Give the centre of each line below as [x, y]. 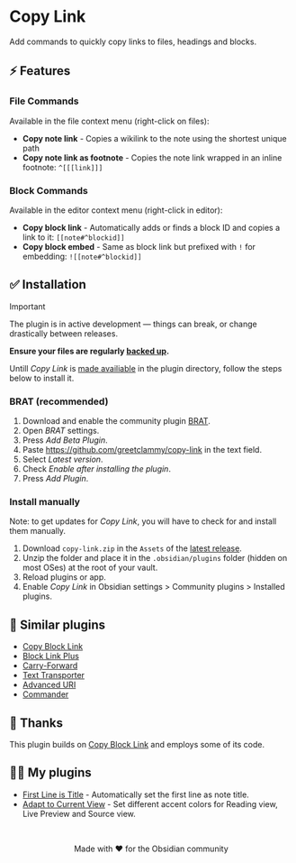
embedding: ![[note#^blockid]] [82, 256]
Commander [45, 694]
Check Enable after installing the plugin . [96, 469]
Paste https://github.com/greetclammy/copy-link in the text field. [142, 450]
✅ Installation [48, 285]
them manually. [37, 531]
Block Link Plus [50, 656]
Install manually [45, 501]
